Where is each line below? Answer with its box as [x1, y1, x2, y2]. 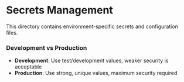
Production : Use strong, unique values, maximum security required [14, 70, 178, 77]
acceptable [14, 63, 42, 70]
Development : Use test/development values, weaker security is [14, 57, 169, 64]
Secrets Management [6, 4, 113, 17]
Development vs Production [6, 43, 87, 52]
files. [6, 29, 18, 36]
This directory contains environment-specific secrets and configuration [6, 23, 179, 30]
